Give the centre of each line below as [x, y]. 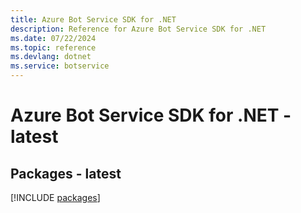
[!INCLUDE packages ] [55, 197]
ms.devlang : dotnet [51, 57]
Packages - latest [66, 173]
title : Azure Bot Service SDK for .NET [93, 19]
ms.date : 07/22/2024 [53, 38]
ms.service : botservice [60, 66]
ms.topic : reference [53, 47]
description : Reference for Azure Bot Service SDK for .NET [138, 29]
